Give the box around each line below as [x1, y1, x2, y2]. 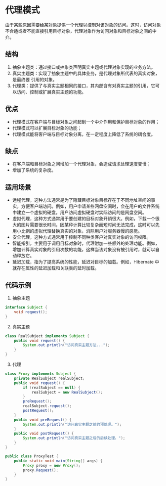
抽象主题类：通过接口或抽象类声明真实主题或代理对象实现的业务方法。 [12, 64, 156, 70]
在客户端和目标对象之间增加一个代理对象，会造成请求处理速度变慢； [12, 161, 151, 167]
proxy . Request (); [23, 468, 58, 473]
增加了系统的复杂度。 [12, 167, 56, 173]
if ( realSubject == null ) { [23, 385, 81, 390]
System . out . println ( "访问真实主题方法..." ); [23, 343, 110, 348]
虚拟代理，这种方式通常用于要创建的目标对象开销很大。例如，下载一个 [12, 216, 156, 221]
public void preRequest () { [14, 417, 72, 422]
